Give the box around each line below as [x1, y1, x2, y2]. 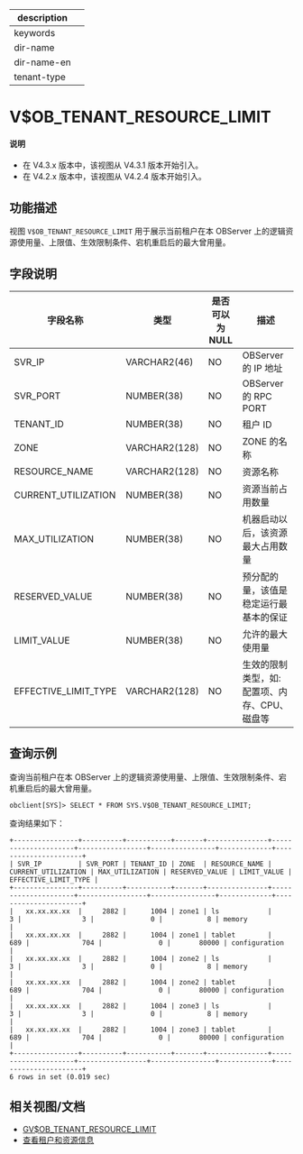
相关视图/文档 [9, 1099, 86, 1114]
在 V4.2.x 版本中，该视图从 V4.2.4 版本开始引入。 [22, 171, 207, 182]
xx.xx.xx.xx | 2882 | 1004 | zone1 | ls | [25, 906, 272, 916]
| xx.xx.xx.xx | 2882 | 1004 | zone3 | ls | [9, 1001, 272, 1011]
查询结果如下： [9, 818, 65, 829]
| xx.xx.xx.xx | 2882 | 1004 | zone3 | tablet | [9, 1025, 272, 1034]
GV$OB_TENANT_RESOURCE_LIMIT [22, 1123, 157, 1134]
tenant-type [14, 71, 66, 83]
